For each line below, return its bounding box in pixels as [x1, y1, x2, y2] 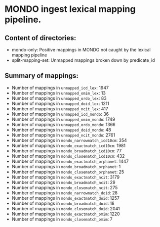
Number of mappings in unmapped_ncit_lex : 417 [11, 105, 108, 112]
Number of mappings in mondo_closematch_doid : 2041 [11, 205, 120, 211]
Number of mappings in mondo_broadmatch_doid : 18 [11, 200, 115, 206]
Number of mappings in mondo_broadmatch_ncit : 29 [11, 179, 116, 185]
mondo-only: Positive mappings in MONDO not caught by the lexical [11, 47, 151, 52]
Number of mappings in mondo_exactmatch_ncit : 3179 [11, 174, 120, 180]
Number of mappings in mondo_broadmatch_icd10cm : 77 [11, 147, 122, 154]
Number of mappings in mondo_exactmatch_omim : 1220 [11, 211, 120, 217]
